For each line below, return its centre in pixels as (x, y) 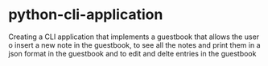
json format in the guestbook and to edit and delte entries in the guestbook (132, 53)
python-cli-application (86, 15)
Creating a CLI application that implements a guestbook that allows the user (134, 37)
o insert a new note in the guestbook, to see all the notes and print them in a (134, 45)
